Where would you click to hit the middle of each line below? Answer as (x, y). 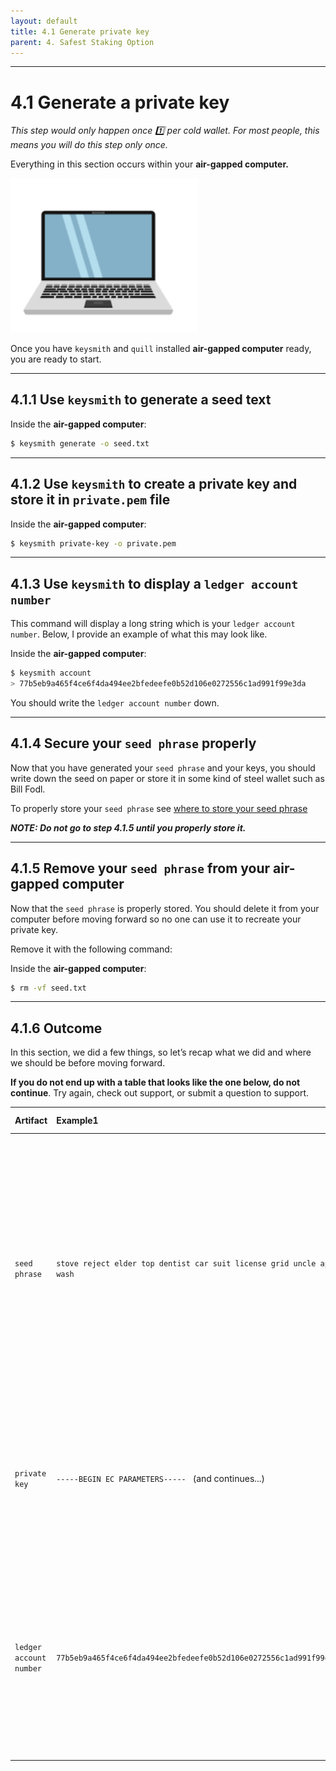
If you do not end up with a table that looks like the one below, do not (155, 1082)
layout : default (44, 21)
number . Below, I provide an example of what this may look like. (139, 634)
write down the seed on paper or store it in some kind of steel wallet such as (167, 778)
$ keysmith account (51, 673)
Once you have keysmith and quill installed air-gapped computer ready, (161, 348)
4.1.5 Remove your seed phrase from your (140, 868)
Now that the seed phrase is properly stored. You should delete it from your (165, 908)
